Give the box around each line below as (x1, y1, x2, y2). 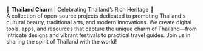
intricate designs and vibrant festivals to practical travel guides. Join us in (6, 32, 191, 39)
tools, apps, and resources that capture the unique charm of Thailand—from (6, 25, 198, 32)
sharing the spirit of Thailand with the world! (6, 38, 117, 45)
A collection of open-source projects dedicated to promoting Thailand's (6, 12, 186, 19)
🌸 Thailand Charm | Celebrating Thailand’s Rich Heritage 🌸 (6, 6, 154, 13)
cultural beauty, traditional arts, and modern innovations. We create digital (6, 19, 192, 25)
